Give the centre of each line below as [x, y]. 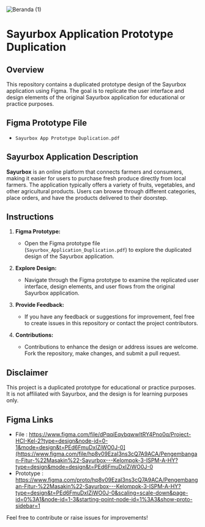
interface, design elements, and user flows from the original [100, 287]
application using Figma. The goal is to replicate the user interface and [95, 91]
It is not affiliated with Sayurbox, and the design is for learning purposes [97, 394]
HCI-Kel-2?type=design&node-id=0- [61, 441]
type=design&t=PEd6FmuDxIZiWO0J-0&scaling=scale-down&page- [102, 493]
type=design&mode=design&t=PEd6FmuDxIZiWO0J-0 [84, 467]
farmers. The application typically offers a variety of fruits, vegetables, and [101, 185]
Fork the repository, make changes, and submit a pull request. [102, 353]
